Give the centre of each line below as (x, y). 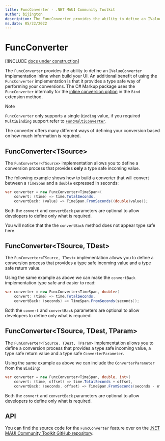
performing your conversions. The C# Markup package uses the (70, 86)
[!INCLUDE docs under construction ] (42, 61)
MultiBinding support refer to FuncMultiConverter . (56, 121)
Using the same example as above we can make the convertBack (70, 277)
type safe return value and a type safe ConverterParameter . (65, 353)
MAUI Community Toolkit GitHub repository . (49, 433)
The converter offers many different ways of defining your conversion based (82, 131)
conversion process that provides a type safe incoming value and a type (78, 263)
